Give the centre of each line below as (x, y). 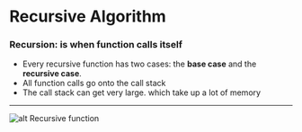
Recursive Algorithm (88, 17)
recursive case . (52, 74)
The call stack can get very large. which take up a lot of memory (142, 92)
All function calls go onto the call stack (94, 84)
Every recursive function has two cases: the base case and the (139, 64)
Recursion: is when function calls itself (96, 45)
